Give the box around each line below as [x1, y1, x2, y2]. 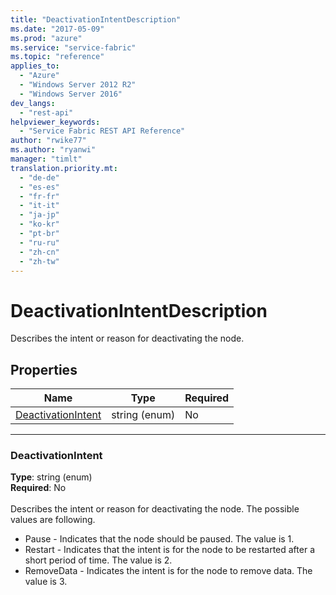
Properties [10, 361, 78, 378]
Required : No [10, 482, 67, 494]
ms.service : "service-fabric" [10, 42, 137, 53]
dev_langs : [10, 98, 56, 108]
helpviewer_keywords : [10, 117, 101, 127]
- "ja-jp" [19, 210, 60, 220]
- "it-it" [19, 201, 60, 211]
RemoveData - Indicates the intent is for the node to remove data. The [24, 565, 313, 577]
